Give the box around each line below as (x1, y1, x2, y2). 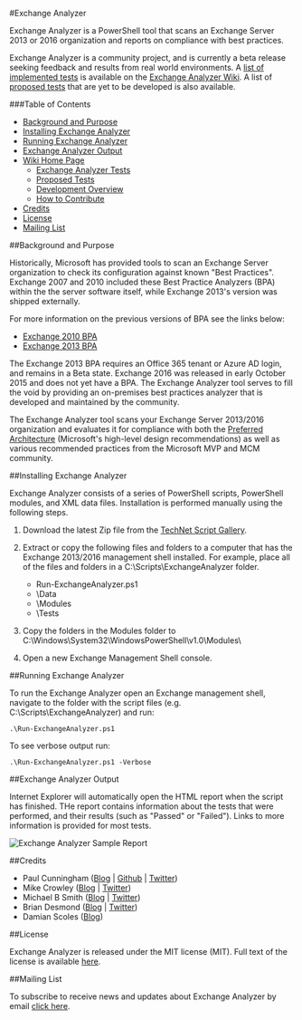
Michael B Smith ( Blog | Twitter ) (22, 892, 141, 902)
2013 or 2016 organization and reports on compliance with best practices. (9, 35, 285, 45)
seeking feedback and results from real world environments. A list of (9, 63, 265, 72)
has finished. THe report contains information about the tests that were (9, 801, 274, 812)
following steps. (9, 507, 69, 517)
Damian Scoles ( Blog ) (22, 911, 104, 922)
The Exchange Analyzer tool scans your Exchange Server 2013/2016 (9, 414, 265, 425)
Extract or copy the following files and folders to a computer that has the (22, 543, 293, 553)
